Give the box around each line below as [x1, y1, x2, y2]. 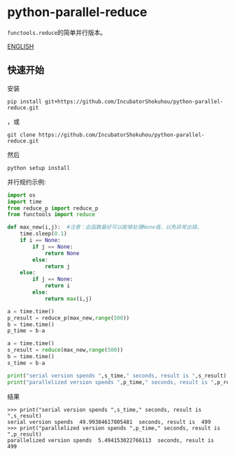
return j [44, 263, 71, 270]
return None [44, 250, 80, 257]
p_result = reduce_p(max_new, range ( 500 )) [7, 314, 130, 322]
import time [7, 198, 42, 205]
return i [44, 283, 71, 290]
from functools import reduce [7, 211, 96, 218]
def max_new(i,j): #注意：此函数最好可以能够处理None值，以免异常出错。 [7, 224, 203, 231]
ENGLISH [7, 42, 34, 50]
